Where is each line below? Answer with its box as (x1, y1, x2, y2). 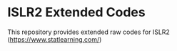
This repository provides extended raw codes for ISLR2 (7, 28, 170, 36)
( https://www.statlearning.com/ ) (7, 35, 102, 43)
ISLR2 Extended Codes (7, 4, 146, 21)
